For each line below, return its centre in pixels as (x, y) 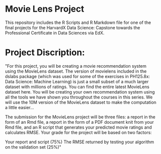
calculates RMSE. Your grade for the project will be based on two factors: (79, 132)
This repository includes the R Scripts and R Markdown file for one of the (78, 22)
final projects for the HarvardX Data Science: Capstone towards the (72, 27)
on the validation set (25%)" (33, 147)
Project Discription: (45, 53)
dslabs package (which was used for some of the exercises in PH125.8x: (78, 76)
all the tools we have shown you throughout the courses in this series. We (79, 97)
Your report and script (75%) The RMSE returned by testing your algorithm (80, 142)
